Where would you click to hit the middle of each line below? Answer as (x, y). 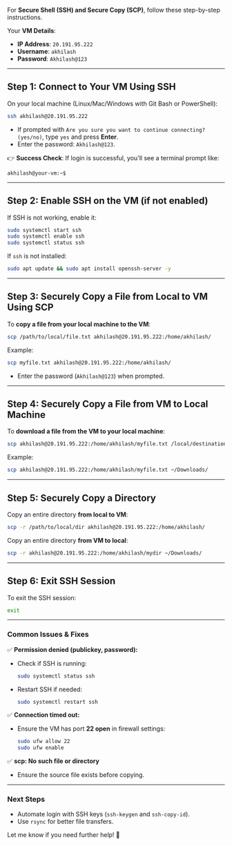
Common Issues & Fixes (48, 635)
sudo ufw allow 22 (43, 742)
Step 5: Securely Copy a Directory (82, 498)
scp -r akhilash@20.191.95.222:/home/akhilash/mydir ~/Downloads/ (105, 553)
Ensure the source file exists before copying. (81, 775)
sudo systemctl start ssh (44, 230)
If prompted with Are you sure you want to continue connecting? (111, 129)
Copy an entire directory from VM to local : (68, 540)
